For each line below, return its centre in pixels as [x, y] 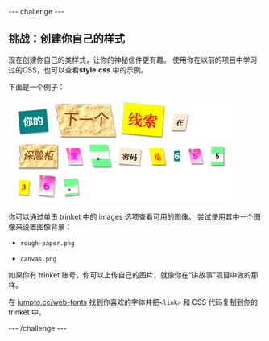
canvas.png [38, 259]
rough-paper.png [47, 243]
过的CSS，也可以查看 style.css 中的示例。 [78, 70]
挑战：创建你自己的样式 [66, 39]
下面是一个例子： [37, 87]
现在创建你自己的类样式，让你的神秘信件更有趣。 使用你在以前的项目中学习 [133, 60]
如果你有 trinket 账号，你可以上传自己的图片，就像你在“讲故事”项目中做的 [130, 275]
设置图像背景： [47, 226]
